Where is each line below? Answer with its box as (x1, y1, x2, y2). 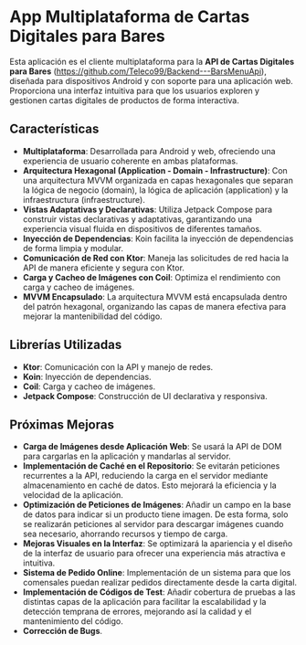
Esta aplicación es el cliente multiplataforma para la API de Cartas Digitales (9, 56, 295, 67)
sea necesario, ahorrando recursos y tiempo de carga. (22, 528, 228, 540)
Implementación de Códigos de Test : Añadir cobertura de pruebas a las (22, 587, 296, 597)
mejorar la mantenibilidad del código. (22, 311, 163, 322)
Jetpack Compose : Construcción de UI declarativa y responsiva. (22, 390, 268, 401)
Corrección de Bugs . (22, 626, 103, 637)
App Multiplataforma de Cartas (9, 6, 250, 27)
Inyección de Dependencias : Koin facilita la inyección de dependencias (22, 233, 294, 244)
